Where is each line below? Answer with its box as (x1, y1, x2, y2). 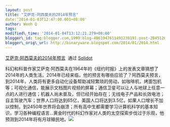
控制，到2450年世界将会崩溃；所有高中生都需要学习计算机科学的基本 (9, 103, 154, 109)
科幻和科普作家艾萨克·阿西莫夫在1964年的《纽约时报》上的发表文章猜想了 (5, 65, 159, 71)
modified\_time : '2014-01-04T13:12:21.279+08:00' (5, 31, 112, 36)
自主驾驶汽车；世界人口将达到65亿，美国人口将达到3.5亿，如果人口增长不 (5, 97, 159, 103)
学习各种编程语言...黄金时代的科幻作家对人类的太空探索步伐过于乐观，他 (14, 110, 164, 116)
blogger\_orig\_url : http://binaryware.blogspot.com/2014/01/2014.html (5, 40, 159, 46)
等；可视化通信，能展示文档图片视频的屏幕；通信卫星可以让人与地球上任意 (5, 84, 160, 91)
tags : (5, 26, 17, 31)
